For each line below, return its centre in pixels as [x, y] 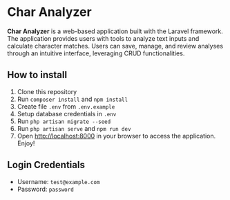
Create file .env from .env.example [66, 106]
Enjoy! [26, 143]
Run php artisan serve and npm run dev [74, 128]
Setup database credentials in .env [67, 113]
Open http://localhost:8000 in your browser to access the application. [116, 136]
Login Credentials [46, 165]
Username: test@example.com [58, 181]
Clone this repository [47, 91]
